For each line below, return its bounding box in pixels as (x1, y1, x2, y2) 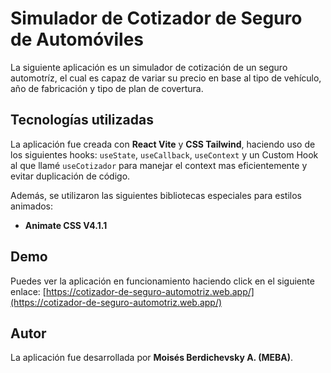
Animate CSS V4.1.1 (24, 219, 108, 231)
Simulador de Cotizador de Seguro (10, 7, 303, 30)
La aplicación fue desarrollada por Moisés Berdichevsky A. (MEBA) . (10, 352, 294, 364)
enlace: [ (10, 285, 47, 297)
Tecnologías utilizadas (10, 112, 154, 129)
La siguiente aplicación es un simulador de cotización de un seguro (10, 61, 288, 73)
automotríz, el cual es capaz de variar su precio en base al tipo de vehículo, (10, 72, 322, 84)
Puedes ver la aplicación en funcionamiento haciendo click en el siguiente (10, 275, 315, 287)
